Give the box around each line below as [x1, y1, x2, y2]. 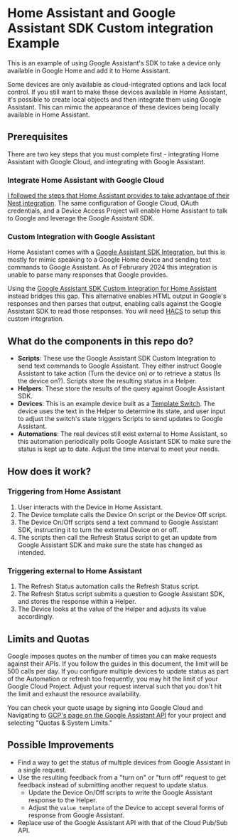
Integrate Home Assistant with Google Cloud [7, 175, 165, 185]
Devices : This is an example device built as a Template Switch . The [17, 400, 215, 408]
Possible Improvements [7, 739, 114, 751]
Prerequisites [7, 131, 68, 143]
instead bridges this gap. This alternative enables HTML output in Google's [7, 292, 227, 300]
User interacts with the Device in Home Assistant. [17, 503, 163, 511]
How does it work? [7, 465, 92, 477]
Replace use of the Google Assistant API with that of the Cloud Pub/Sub [17, 818, 228, 826]
